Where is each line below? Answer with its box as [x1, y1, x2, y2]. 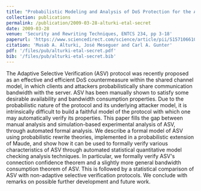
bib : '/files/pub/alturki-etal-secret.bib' [6, 53, 117, 59]
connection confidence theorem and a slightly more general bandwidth [6, 159, 181, 166]
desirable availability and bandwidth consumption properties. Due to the [6, 95, 184, 102]
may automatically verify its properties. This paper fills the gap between [6, 114, 184, 122]
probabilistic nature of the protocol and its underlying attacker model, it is [6, 101, 187, 108]
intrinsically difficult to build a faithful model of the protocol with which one [6, 108, 191, 115]
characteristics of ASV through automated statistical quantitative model [6, 146, 182, 153]
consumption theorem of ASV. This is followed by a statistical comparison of [6, 165, 194, 172]
